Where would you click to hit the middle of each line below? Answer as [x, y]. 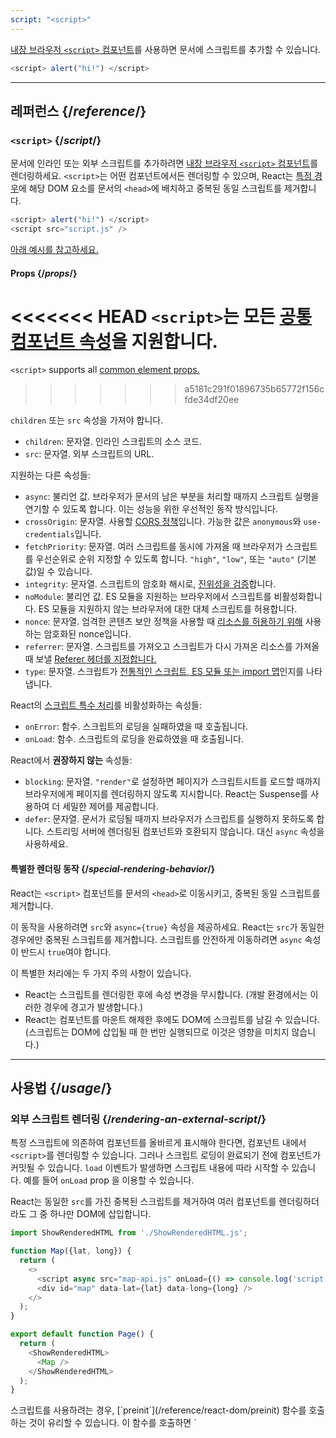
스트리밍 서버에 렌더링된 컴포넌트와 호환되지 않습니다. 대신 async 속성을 [185, 832]
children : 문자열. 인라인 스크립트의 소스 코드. [113, 442]
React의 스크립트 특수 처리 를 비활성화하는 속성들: [106, 705]
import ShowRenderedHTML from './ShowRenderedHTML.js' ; [129, 1233]
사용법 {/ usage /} [61, 1088]
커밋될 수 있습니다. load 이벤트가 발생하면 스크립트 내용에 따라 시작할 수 [150, 1168]
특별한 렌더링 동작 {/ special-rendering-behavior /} [113, 869]
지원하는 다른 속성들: [50, 475]
